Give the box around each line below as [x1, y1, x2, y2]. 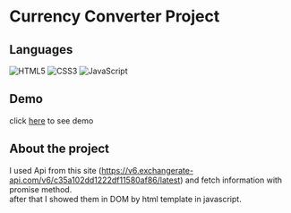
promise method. [9, 183, 73, 194]
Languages [9, 42, 73, 57]
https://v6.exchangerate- [101, 165, 194, 175]
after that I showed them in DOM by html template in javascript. [9, 193, 242, 204]
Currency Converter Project [9, 6, 220, 27]
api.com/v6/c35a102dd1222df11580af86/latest [9, 175, 181, 185]
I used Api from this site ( [9, 165, 102, 175]
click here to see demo [9, 115, 94, 126]
